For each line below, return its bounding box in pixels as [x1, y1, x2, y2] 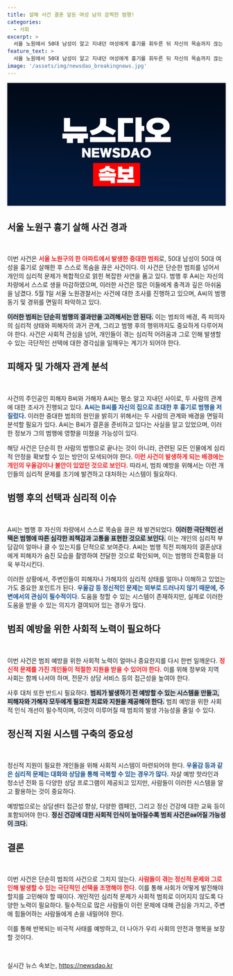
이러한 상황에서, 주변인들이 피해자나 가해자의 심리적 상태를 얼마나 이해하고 [7, 574, 207, 583]
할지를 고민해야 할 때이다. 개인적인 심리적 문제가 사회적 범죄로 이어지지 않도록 [7, 893, 216, 901]
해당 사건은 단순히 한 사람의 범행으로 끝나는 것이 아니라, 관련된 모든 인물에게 [7, 443, 213, 452]
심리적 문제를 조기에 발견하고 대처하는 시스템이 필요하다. [25, 470, 178, 478]
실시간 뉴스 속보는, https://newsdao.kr [7, 961, 113, 970]
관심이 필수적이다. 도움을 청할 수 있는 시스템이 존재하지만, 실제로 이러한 [31, 592, 223, 600]
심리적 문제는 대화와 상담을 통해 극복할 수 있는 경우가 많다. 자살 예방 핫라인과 [14, 770, 219, 778]
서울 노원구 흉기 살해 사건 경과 [7, 221, 128, 233]
